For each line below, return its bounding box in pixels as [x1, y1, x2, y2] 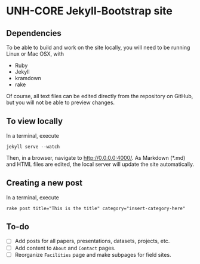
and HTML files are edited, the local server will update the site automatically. [6, 160, 195, 168]
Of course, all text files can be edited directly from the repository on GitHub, [6, 93, 193, 99]
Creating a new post [6, 178, 83, 188]
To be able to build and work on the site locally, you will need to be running [6, 44, 190, 51]
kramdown [14, 75, 42, 81]
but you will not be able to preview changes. [6, 99, 115, 106]
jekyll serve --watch [6, 144, 60, 150]
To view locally [6, 116, 63, 126]
